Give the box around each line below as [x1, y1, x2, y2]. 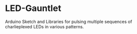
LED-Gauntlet [5, 3, 62, 14]
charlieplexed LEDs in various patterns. [5, 23, 84, 29]
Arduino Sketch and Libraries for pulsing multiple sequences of [5, 19, 132, 24]
